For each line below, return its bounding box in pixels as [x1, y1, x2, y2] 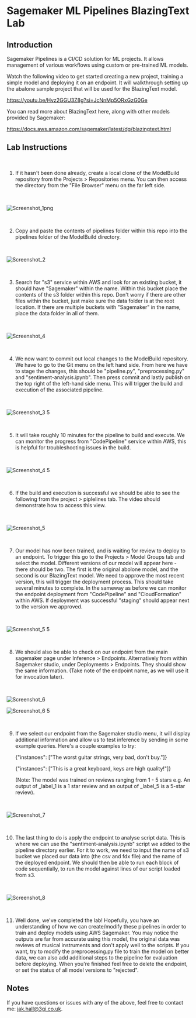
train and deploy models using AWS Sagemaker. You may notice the [15, 929, 178, 936]
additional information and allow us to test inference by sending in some [15, 736, 188, 743]
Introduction [6, 40, 53, 50]
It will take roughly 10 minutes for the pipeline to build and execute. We [15, 431, 185, 438]
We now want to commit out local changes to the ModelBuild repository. [15, 355, 188, 362]
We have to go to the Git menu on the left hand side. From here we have [15, 361, 188, 368]
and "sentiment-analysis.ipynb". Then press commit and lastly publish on [15, 373, 191, 381]
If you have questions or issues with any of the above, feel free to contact [6, 999, 184, 1006]
